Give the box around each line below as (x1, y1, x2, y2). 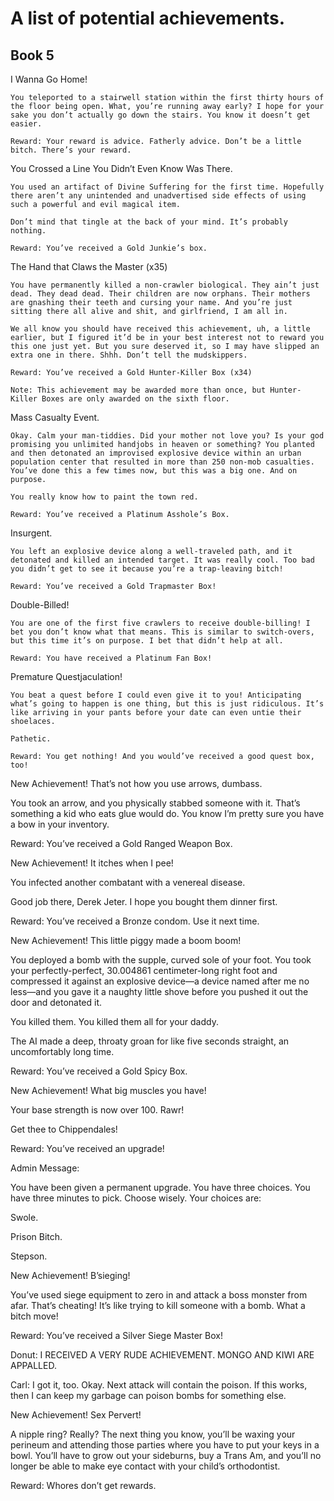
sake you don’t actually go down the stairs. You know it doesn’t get (10, 110, 311, 120)
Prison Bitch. (10, 1231, 63, 1242)
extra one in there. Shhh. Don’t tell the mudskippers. (10, 350, 248, 360)
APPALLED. (10, 1360, 57, 1371)
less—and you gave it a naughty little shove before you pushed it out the (10, 986, 309, 997)
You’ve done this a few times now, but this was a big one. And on (10, 466, 298, 476)
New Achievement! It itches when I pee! (10, 857, 174, 869)
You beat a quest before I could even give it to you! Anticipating (10, 690, 302, 700)
